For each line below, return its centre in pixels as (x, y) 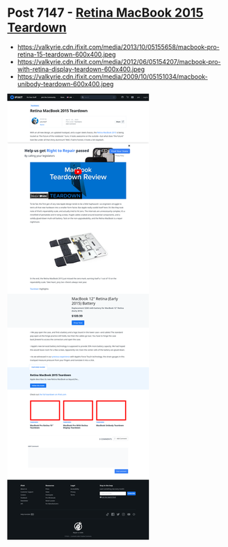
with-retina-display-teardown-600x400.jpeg (81, 69)
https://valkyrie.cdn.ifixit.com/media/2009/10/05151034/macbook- (113, 76)
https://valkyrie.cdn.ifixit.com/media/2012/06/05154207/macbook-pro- (119, 61)
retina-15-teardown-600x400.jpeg (66, 54)
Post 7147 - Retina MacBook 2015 (105, 13)
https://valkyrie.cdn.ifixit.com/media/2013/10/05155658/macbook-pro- (119, 47)
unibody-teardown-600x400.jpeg (65, 84)
